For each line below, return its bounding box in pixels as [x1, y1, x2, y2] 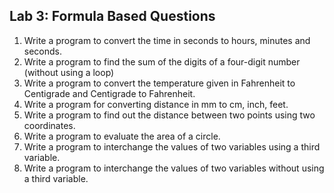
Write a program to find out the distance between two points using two [23, 109, 316, 121]
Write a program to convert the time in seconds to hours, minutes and [23, 34, 311, 46]
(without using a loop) [23, 66, 115, 78]
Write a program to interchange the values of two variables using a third [23, 140, 321, 153]
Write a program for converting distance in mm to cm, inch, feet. [23, 98, 289, 110]
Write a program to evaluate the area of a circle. [23, 130, 221, 142]
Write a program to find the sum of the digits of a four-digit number [23, 55, 301, 68]
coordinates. [23, 119, 76, 131]
